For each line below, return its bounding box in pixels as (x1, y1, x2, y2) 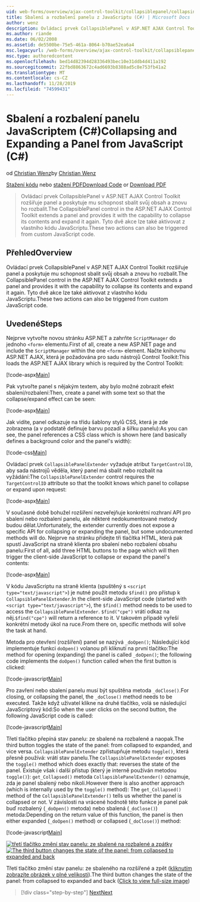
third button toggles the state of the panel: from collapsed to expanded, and (6, 742, 192, 749)
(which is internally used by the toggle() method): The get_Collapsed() (6, 786, 182, 793)
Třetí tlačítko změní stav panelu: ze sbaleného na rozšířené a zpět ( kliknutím (6, 864, 192, 872)
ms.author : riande (6, 31, 52, 37)
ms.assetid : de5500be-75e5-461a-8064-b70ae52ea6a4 (6, 42, 135, 48)
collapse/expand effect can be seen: (6, 395, 96, 402)
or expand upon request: (6, 486, 67, 493)
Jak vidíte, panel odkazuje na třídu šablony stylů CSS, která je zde (6, 419, 168, 426)
